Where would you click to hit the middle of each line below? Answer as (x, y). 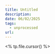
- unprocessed (24, 28)
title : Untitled (21, 10)
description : (18, 14)
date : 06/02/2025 (23, 19)
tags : (10, 23)
